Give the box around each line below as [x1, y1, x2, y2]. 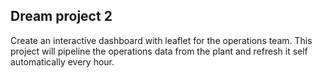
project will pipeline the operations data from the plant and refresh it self [10, 45, 308, 57]
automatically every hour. [10, 55, 115, 68]
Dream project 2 [10, 8, 113, 25]
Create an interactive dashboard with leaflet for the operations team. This [10, 34, 313, 46]
